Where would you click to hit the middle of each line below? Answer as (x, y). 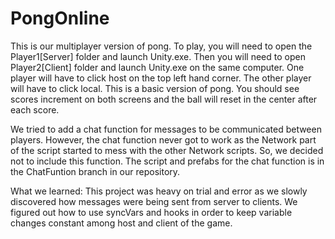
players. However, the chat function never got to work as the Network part (163, 139)
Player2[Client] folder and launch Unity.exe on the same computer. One (157, 67)
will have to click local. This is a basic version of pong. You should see (155, 88)
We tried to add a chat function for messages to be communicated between (166, 129)
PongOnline (60, 18)
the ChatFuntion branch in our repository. (95, 171)
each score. (35, 109)
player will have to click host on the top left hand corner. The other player (161, 78)
